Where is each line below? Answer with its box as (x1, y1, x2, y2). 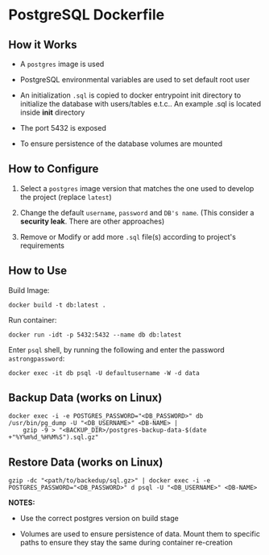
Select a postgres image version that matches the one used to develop (19, 183, 255, 193)
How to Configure (8, 162, 99, 176)
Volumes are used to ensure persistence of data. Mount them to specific (19, 529, 260, 539)
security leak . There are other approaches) (19, 216, 165, 226)
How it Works (8, 38, 77, 52)
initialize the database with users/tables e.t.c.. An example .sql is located (19, 99, 262, 108)
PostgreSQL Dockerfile (8, 6, 165, 24)
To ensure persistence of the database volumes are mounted (19, 139, 223, 148)
